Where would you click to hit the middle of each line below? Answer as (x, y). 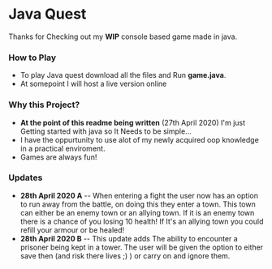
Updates (26, 177)
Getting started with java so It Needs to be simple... (106, 131)
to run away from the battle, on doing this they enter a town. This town (138, 204)
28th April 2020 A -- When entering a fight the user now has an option (139, 195)
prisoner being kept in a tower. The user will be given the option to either (142, 247)
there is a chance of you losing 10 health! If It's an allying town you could (142, 221)
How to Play (32, 58)
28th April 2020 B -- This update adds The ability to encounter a (129, 238)
